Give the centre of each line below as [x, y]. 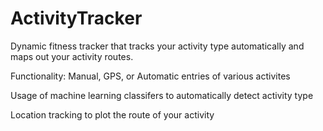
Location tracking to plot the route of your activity [112, 114]
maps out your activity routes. [72, 56]
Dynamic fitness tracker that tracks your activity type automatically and [157, 46]
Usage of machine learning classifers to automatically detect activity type [162, 95]
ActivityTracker [76, 18]
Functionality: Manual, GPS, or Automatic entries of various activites [150, 76]
